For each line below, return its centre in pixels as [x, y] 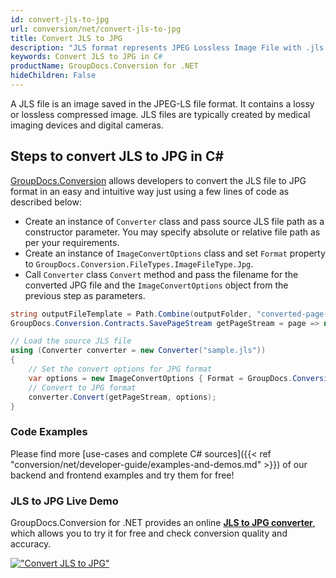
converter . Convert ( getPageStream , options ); [122, 397]
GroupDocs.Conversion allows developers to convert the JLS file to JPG [158, 180]
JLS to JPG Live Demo [64, 501]
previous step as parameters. [85, 295]
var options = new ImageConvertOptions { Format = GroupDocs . [160, 378]
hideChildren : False [53, 76]
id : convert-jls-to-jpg [60, 19]
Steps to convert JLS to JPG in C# [117, 156]
